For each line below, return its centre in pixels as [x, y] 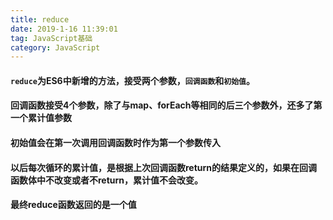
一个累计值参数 [41, 118]
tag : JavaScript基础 [51, 38]
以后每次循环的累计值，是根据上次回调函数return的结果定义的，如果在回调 [164, 167]
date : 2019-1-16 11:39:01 [64, 29]
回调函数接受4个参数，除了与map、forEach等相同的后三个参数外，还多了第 [166, 105]
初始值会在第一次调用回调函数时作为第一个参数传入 [115, 143]
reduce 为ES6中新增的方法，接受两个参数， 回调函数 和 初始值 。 [132, 80]
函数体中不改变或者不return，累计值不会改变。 [107, 180]
